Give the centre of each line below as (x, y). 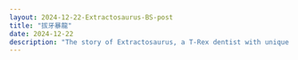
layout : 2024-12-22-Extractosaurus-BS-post (91, 17)
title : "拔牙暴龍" (41, 26)
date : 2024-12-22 (41, 34)
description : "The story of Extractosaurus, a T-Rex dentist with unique (149, 42)
